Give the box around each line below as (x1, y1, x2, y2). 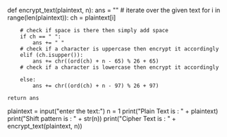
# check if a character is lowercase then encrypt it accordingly (20, 64, 219, 71)
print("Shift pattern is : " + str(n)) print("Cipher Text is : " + (7, 115, 176, 122)
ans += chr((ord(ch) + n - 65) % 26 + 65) (32, 58, 159, 65)
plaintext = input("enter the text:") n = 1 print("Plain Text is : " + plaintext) (7, 107, 219, 115)
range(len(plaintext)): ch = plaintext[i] (7, 13, 116, 22)
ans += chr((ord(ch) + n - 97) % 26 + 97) (32, 82, 159, 89)
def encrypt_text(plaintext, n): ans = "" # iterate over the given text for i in (7, 6, 221, 14)
